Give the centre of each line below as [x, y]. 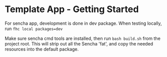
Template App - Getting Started [72, 9]
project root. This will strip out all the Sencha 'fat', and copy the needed [79, 43]
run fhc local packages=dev [34, 28]
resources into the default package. [42, 49]
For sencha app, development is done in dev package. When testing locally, [83, 23]
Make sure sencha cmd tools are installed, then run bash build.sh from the [83, 38]
